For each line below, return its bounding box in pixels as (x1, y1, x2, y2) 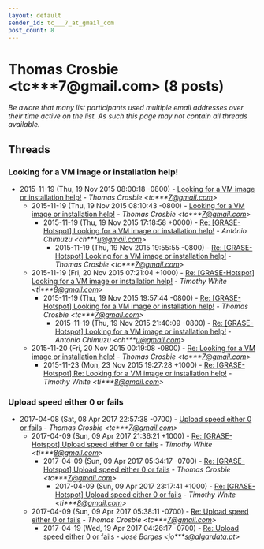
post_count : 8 (8, 26, 55, 34)
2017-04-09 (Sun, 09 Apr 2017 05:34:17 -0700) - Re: (43, 457, 215, 466)
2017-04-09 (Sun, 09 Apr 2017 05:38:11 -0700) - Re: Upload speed (31, 506, 249, 517)
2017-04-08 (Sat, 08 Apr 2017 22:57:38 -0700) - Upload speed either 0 (19, 415, 252, 424)
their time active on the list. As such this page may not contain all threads (8, 111, 248, 121)
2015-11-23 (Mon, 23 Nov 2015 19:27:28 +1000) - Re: (43, 360, 215, 369)
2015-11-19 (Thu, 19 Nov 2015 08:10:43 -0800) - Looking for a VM (31, 201, 246, 210)
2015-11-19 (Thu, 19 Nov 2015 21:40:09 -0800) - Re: (54, 319, 223, 327)
